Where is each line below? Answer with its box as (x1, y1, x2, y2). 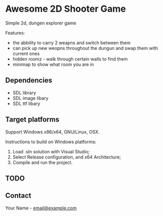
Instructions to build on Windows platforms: (5, 139, 96, 145)
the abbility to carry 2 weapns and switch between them (12, 39, 131, 46)
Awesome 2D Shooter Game (5, 3, 126, 15)
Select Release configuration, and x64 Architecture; (12, 154, 121, 160)
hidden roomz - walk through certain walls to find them (12, 56, 128, 62)
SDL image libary (12, 95, 49, 101)
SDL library (12, 90, 37, 96)
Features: (5, 30, 25, 36)
